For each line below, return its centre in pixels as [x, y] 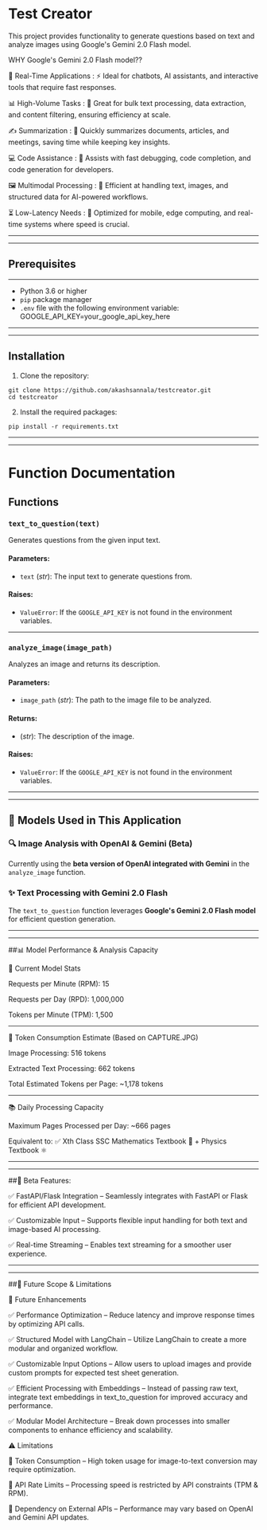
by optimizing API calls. [46, 1324]
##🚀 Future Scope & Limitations [60, 1284]
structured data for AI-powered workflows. [78, 197]
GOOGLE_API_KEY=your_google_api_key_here [95, 316]
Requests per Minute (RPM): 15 [59, 983]
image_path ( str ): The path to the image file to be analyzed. [116, 700]
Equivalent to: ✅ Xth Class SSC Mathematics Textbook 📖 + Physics [118, 1141]
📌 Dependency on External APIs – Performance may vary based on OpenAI [131, 1508]
